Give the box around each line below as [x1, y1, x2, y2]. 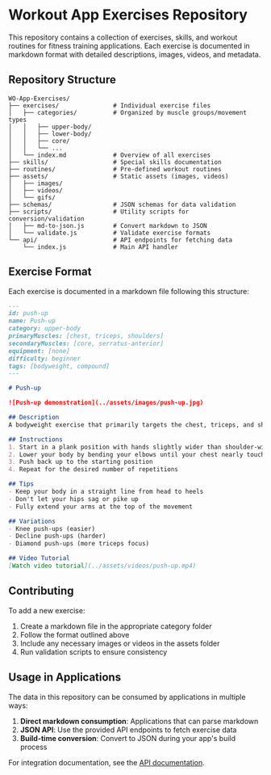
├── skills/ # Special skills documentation [8, 158, 222, 166]
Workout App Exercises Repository [8, 6, 248, 24]
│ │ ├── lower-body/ [8, 129, 92, 138]
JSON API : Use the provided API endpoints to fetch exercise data [19, 725, 237, 735]
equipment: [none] [8, 347, 70, 355]
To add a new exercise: [8, 605, 85, 615]
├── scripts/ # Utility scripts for [8, 208, 190, 216]
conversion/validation [8, 214, 85, 223]
